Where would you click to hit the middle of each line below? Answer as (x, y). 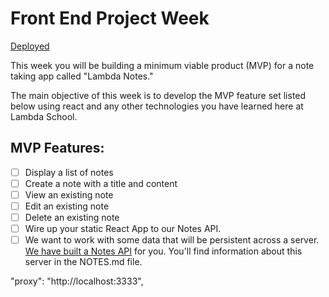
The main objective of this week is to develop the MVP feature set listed (158, 95)
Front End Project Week (110, 18)
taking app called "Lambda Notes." (82, 76)
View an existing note (69, 194)
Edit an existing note (67, 206)
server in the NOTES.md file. (83, 262)
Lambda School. (44, 116)
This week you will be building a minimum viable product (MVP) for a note (162, 65)
